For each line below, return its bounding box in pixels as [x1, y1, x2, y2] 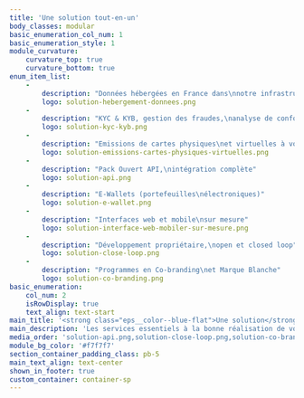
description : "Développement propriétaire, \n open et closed [42, 241, 273, 250]
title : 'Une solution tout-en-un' [9, 13, 140, 23]
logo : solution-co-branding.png [42, 274, 165, 283]
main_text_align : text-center [9, 358, 124, 367]
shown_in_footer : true [9, 366, 95, 375]
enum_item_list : [9, 72, 71, 81]
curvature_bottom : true [25, 64, 116, 73]
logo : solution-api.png [42, 173, 131, 182]
